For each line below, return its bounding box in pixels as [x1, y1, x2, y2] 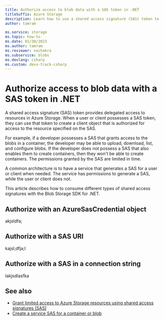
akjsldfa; [5, 218, 23, 224]
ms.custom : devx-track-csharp [5, 62, 67, 67]
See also [5, 287, 32, 295]
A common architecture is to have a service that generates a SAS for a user [5, 165, 158, 171]
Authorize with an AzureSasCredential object [5, 205, 146, 213]
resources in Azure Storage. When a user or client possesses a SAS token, [5, 115, 156, 121]
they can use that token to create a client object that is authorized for [5, 120, 145, 126]
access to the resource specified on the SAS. [5, 126, 97, 131]
